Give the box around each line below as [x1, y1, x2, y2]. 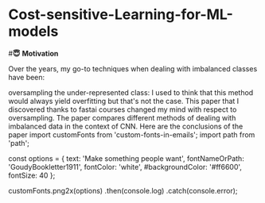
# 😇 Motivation [8, 48, 59, 58]
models [8, 22, 59, 40]
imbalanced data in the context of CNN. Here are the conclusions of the [8, 121, 244, 131]
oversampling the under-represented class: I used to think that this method [8, 87, 254, 97]
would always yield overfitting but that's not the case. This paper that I [8, 96, 240, 105]
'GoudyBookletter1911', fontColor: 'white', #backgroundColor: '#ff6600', [8, 162, 243, 171]
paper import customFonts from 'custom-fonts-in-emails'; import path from [8, 129, 255, 140]
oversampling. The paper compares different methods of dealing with [8, 113, 236, 122]
